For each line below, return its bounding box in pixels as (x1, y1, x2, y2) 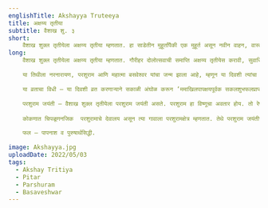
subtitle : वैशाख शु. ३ (8, 26, 76, 34)
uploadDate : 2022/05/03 (8, 151, 88, 159)
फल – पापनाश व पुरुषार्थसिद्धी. (22, 129, 96, 137)
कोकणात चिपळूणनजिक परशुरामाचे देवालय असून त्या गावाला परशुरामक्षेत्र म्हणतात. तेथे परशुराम (22, 114, 244, 122)
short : (8, 34, 30, 42)
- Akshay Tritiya (15, 166, 73, 174)
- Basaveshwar (15, 188, 62, 196)
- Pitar (15, 173, 41, 181)
